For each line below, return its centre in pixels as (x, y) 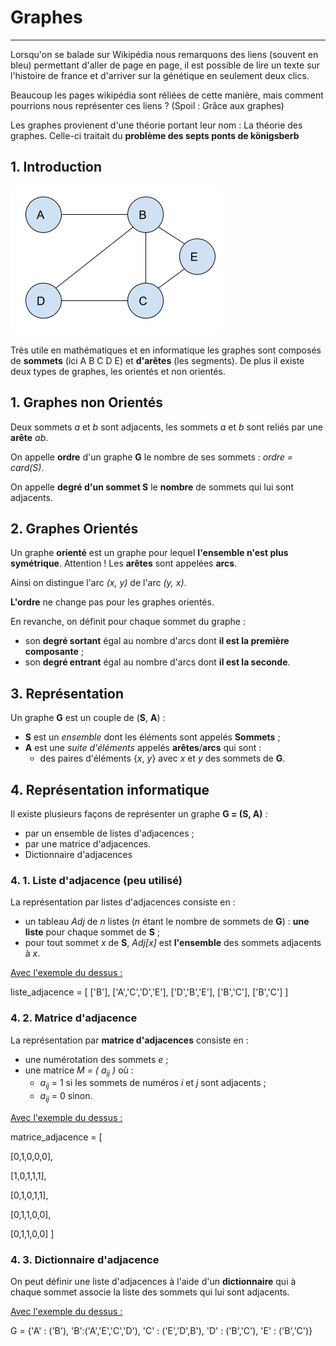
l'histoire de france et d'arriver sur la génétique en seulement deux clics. (160, 75)
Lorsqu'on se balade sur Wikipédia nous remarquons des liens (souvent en (164, 54)
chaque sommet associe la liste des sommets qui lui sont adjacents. (150, 1292)
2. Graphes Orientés (74, 528)
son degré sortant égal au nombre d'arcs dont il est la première (157, 641)
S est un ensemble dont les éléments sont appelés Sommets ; (152, 737)
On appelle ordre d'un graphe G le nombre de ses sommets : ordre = (152, 457)
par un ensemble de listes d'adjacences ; (109, 833)
